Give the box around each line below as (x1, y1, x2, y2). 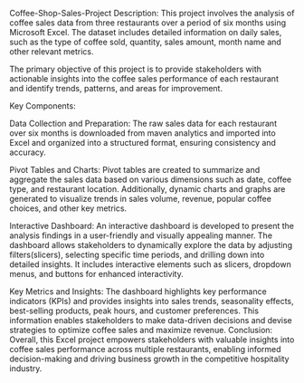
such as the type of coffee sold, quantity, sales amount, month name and (9, 36, 282, 47)
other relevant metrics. (9, 46, 94, 57)
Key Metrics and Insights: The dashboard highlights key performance (9, 286, 267, 297)
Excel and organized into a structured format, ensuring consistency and (9, 138, 276, 148)
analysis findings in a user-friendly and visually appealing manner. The (9, 230, 273, 241)
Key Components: (9, 101, 76, 111)
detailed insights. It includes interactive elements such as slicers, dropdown (9, 259, 291, 270)
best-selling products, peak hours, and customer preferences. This (9, 305, 260, 316)
